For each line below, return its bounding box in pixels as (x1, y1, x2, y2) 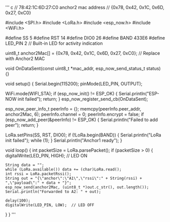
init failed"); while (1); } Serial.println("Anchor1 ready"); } (5, 137, 122, 143)
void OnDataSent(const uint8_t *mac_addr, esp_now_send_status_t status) (5, 66, 161, 71)
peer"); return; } (5, 122, 39, 128)
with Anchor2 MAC (5, 55, 45, 62)
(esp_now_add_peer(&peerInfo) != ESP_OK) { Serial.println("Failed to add (5, 117, 158, 123)
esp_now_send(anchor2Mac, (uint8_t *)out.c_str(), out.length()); (5, 185, 149, 190)
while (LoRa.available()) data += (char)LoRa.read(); (5, 167, 122, 172)
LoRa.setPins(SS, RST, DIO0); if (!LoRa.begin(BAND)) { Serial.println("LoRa (5, 132, 161, 138)
